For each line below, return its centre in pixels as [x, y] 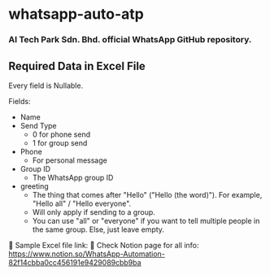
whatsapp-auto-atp [76, 14]
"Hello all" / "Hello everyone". [82, 203]
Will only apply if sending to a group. [94, 212]
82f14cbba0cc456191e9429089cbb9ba [75, 262]
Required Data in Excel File [77, 66]
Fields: [20, 101]
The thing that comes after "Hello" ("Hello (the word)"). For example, [147, 194]
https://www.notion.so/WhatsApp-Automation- [87, 254]
